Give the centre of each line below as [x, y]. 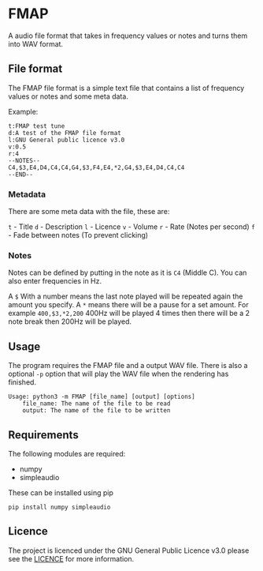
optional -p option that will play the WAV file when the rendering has [119, 374]
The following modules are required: [67, 453]
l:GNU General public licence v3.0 [67, 140]
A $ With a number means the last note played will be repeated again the [126, 296]
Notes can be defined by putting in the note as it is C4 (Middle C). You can [128, 272]
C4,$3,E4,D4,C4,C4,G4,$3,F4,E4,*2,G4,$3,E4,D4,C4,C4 [96, 167]
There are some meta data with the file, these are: [89, 212]
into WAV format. [36, 43]
